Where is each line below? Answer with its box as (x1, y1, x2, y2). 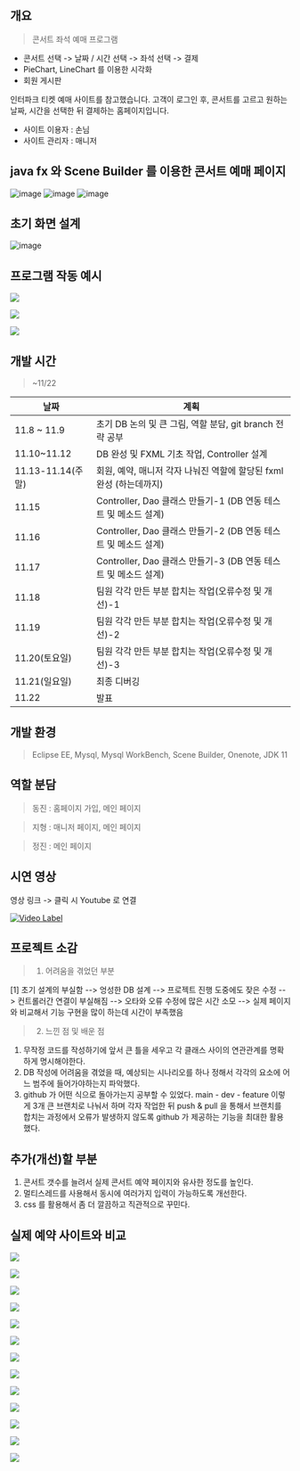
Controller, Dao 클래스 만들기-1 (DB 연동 (95, 495, 262, 507)
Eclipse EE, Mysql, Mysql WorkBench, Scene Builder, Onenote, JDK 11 (31, 749, 288, 760)
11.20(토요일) (14, 652, 72, 664)
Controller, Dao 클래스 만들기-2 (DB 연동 (95, 525, 262, 538)
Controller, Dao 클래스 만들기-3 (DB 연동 (95, 555, 262, 568)
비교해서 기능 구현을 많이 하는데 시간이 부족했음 (19, 1007, 183, 1018)
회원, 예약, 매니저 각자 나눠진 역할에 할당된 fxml (95, 464, 284, 477)
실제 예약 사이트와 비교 (10, 1228, 127, 1243)
